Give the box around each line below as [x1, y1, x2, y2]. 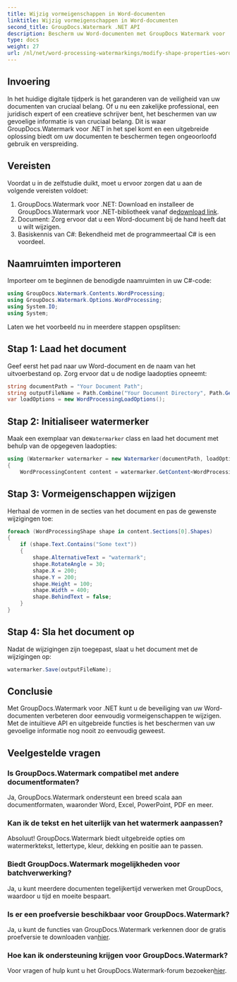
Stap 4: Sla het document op [7, 626, 135, 638]
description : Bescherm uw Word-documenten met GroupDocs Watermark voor [7, 30, 226, 37]
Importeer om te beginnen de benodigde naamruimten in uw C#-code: [7, 277, 212, 285]
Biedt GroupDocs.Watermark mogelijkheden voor [7, 859, 181, 869]
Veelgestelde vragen [7, 747, 101, 759]
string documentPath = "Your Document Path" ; [7, 382, 143, 390]
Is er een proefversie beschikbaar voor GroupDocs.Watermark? [7, 909, 230, 919]
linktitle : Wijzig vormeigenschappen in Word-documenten [7, 17, 178, 24]
